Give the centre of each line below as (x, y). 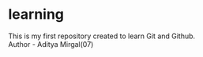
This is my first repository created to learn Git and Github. (102, 36)
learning (36, 14)
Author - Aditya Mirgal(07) (51, 44)
